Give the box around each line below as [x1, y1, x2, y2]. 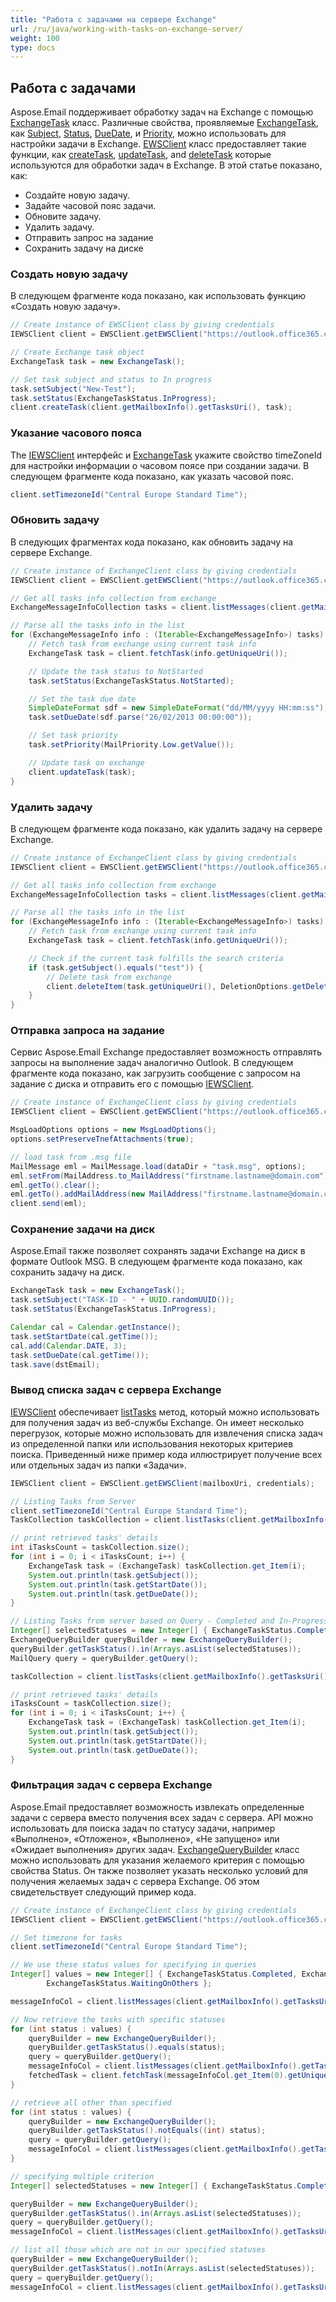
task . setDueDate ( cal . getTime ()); [10, 1350, 150, 1360]
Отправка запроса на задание [10, 1024, 165, 1038]
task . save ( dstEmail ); [10, 1359, 101, 1370]
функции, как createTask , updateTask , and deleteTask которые [10, 149, 272, 161]
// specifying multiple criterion [10, 2171, 155, 2181]
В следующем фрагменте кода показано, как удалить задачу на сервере [10, 822, 323, 835]
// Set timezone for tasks [10, 1932, 123, 1943]
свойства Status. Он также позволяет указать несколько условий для [10, 1864, 308, 1876]
